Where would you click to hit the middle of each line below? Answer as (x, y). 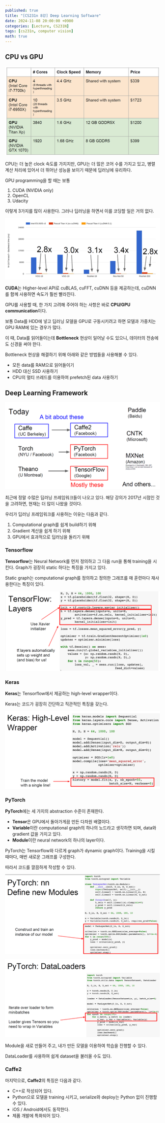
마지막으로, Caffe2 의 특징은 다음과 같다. (44, 1080)
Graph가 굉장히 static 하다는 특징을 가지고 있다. (61, 567)
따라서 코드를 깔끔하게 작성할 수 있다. (41, 867)
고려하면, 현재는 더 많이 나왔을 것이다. (46, 503)
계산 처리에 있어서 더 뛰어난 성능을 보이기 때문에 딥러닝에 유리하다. (69, 170)
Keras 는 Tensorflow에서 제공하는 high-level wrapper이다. (62, 694)
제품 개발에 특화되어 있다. (37, 1115)
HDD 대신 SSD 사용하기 (35, 371)
